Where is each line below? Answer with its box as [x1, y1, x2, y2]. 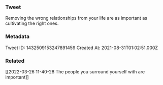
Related [5, 57, 25, 64]
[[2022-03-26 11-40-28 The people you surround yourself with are [5, 68, 145, 74]
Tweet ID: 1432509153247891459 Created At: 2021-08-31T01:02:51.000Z [5, 45, 158, 51]
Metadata [5, 33, 29, 40]
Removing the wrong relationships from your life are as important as [5, 15, 147, 21]
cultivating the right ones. [5, 20, 59, 26]
